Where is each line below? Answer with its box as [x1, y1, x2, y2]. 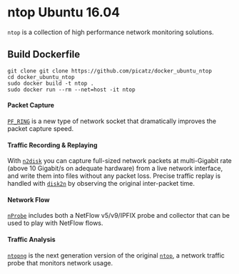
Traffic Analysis [7, 235, 56, 243]
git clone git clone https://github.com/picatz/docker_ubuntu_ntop [7, 67, 213, 75]
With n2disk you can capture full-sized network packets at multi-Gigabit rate [7, 157, 232, 165]
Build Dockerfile [7, 48, 81, 60]
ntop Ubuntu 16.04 [7, 4, 120, 21]
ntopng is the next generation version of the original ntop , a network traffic [7, 251, 225, 260]
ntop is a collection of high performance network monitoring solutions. [7, 28, 214, 36]
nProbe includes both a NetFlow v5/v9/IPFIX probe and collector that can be [7, 211, 230, 220]
